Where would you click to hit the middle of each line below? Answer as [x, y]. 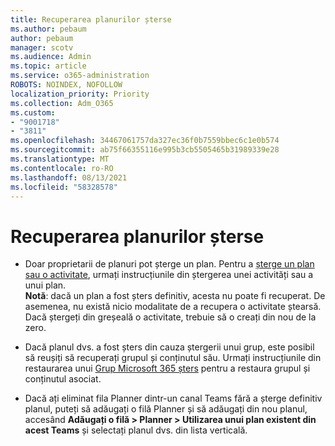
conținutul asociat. [63, 379]
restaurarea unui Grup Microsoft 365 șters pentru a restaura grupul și [167, 368]
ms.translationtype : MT [60, 159]
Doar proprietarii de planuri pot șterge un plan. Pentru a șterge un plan [169, 264]
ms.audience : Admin [51, 57]
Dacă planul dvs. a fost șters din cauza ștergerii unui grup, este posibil [169, 347]
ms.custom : [33, 112]
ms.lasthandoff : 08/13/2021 [69, 177]
